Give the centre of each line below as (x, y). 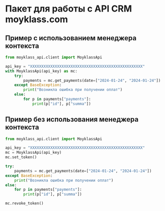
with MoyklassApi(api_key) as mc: (42, 71)
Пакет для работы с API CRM (69, 9)
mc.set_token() (21, 157)
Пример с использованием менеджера (71, 38)
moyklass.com (37, 19)
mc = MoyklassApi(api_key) (33, 153)
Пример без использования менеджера (72, 119)
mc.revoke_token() (24, 203)
